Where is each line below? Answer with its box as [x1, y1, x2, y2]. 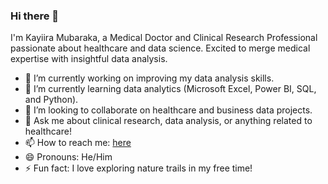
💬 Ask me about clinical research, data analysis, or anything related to [24, 115, 313, 127]
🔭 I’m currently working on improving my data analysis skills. [24, 72, 275, 84]
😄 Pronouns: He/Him [24, 151, 113, 163]
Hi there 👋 [10, 9, 60, 23]
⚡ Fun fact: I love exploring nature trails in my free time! [24, 162, 253, 174]
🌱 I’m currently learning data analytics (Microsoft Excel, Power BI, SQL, [24, 83, 317, 95]
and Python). [24, 94, 79, 106]
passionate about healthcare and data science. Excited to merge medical [10, 42, 311, 54]
